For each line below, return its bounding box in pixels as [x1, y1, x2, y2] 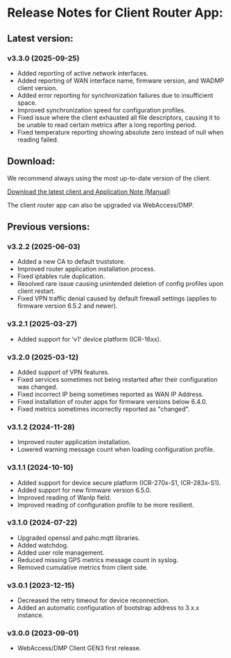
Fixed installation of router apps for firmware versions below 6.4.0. [17, 397, 208, 405]
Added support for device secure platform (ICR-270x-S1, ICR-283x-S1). [17, 478, 221, 487]
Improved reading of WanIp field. [17, 493, 112, 501]
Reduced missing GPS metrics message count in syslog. [17, 555, 179, 564]
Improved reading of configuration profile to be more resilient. [17, 500, 194, 509]
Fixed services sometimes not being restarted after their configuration [17, 375, 218, 383]
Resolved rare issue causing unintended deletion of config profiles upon [17, 280, 224, 288]
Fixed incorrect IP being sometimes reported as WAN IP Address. [17, 390, 204, 398]
